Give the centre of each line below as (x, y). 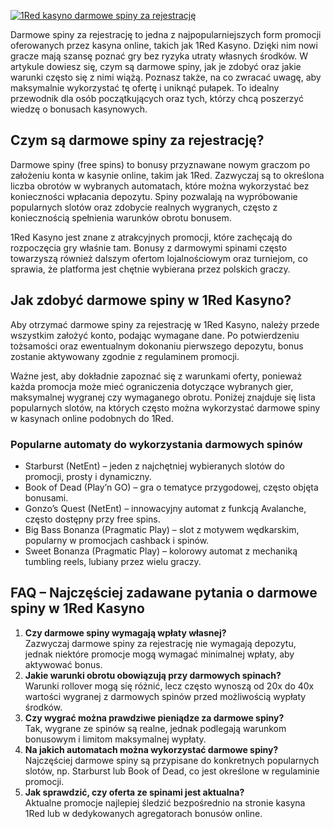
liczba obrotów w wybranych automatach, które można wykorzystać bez (160, 186)
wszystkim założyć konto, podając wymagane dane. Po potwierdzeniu (155, 335)
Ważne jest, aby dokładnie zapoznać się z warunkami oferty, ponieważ (156, 376)
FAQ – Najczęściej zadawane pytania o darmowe (164, 593)
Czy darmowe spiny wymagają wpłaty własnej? (125, 632)
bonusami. (46, 497)
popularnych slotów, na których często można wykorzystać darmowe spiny (165, 407)
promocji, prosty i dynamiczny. (88, 476)
